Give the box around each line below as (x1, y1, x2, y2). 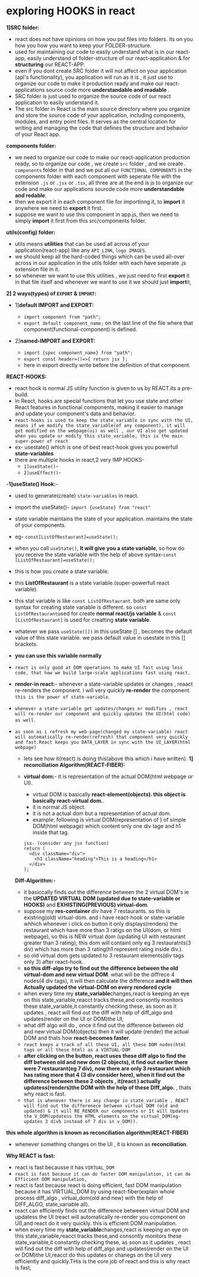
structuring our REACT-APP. (14, 61, 86, 68)
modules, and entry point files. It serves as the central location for (14, 118, 176, 125)
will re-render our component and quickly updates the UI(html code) (14, 711, 191, 717)
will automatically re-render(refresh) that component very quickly (14, 734, 188, 740)
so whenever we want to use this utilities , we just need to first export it (14, 272, 190, 279)
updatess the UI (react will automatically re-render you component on (14, 1213, 186, 1220)
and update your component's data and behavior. (14, 410, 136, 417)
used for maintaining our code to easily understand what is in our (14, 48, 175, 55)
